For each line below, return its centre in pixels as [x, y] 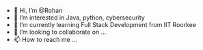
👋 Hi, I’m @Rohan [38, 10]
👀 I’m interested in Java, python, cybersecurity [79, 18]
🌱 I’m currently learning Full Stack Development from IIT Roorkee [105, 25]
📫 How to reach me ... [45, 40]
